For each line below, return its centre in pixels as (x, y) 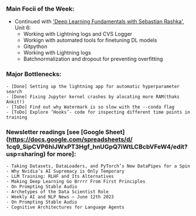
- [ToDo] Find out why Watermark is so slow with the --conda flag (90, 107)
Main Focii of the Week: (40, 9)
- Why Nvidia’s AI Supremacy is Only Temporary (65, 171)
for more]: (61, 154)
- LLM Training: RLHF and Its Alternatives (60, 176)
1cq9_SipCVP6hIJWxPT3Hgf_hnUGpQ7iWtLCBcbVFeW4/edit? (97, 147)
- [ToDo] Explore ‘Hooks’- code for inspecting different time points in (98, 112)
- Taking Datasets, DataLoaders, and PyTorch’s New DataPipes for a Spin (98, 166)
